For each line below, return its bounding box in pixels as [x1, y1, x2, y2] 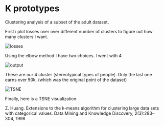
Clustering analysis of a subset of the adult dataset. [5, 19, 109, 25]
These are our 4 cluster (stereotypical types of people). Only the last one [5, 71, 153, 77]
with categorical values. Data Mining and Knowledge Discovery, [5, 110, 134, 116]
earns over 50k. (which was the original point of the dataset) [5, 77, 127, 83]
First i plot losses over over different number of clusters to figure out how [5, 28, 153, 34]
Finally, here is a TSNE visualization [5, 96, 77, 102]
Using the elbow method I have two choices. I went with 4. [5, 52, 123, 59]
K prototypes [5, 3, 60, 14]
